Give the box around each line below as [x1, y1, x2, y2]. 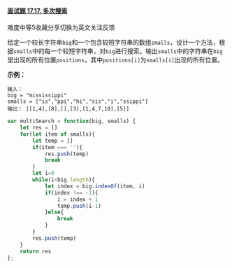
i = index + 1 [57, 196, 99, 203]
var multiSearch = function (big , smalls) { [7, 118, 136, 125]
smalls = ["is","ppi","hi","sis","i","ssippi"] [7, 98, 149, 105]
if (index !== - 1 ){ [44, 189, 99, 196]
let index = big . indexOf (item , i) [44, 183, 145, 190]
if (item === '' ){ [32, 143, 82, 150]
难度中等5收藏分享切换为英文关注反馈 [7, 23, 115, 31]
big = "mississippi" [7, 92, 68, 99]
